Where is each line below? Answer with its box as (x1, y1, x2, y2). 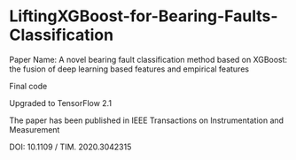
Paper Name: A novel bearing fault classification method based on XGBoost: (9, 54, 288, 65)
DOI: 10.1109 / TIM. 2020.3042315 (9, 141, 132, 152)
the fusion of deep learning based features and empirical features (9, 64, 250, 74)
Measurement (9, 124, 60, 134)
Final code (9, 80, 48, 91)
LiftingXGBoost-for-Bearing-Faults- (9, 6, 278, 27)
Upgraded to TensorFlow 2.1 (9, 97, 113, 108)
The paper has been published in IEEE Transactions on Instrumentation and (9, 115, 284, 126)
